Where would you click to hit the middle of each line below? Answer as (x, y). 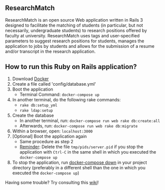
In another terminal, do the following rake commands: (66, 99)
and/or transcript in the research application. (50, 51)
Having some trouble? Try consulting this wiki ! (52, 182)
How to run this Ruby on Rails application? (71, 67)
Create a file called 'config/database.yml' (54, 84)
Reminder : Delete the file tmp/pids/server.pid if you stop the (82, 147)
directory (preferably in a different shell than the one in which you (79, 167)
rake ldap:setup (36, 110)
